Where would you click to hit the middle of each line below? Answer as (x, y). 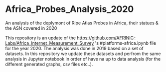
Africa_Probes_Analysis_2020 (70, 9)
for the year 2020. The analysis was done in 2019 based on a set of (74, 48)
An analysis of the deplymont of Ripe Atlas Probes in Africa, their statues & (82, 23)
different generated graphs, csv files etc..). (49, 64)
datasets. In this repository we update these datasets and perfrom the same (83, 54)
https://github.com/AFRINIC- (106, 38)
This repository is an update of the (41, 38)
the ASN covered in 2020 (31, 28)
